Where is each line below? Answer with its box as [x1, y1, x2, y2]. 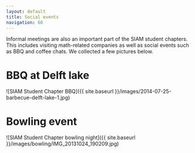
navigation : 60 [6, 19, 43, 25]
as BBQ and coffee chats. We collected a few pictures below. [6, 48, 154, 55]
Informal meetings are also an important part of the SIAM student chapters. [6, 36, 188, 43]
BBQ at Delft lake [6, 69, 90, 82]
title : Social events [6, 14, 59, 20]
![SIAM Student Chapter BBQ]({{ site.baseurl [6, 88, 114, 95]
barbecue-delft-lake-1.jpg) [6, 94, 70, 101]
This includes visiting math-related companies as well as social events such [6, 42, 190, 49]
